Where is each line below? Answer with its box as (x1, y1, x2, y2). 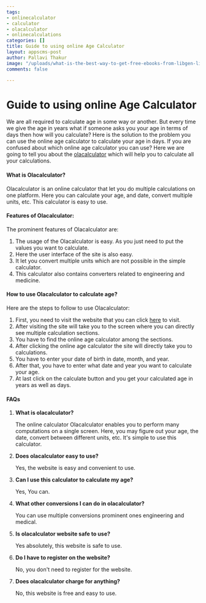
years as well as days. (15, 381, 72, 388)
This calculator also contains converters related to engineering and (15, 270, 185, 277)
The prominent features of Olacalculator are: (6, 225, 119, 233)
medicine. (15, 277, 41, 284)
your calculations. (6, 157, 51, 164)
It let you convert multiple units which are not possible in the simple (15, 257, 186, 264)
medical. (15, 518, 37, 526)
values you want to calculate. (15, 244, 90, 252)
